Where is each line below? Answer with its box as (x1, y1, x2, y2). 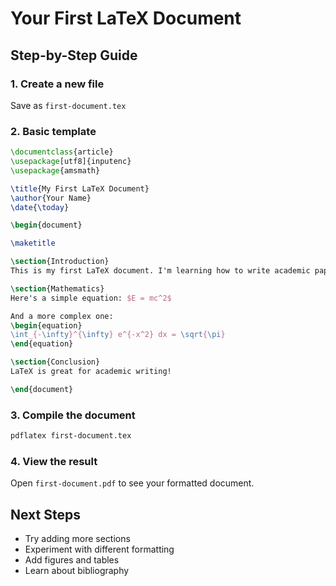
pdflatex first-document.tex (10, 431, 132, 441)
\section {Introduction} (10, 257, 110, 267)
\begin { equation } (10, 320, 83, 331)
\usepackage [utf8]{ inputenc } (10, 157, 132, 167)
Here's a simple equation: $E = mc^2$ (10, 293, 172, 303)
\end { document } (10, 384, 74, 394)
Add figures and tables (24, 554, 120, 566)
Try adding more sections (24, 533, 131, 545)
